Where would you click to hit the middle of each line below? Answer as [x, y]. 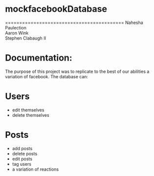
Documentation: [39, 58]
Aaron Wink [17, 33]
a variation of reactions [35, 169]
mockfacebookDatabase [56, 9]
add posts [22, 148]
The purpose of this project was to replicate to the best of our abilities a [77, 71]
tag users [22, 164]
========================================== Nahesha [74, 22]
